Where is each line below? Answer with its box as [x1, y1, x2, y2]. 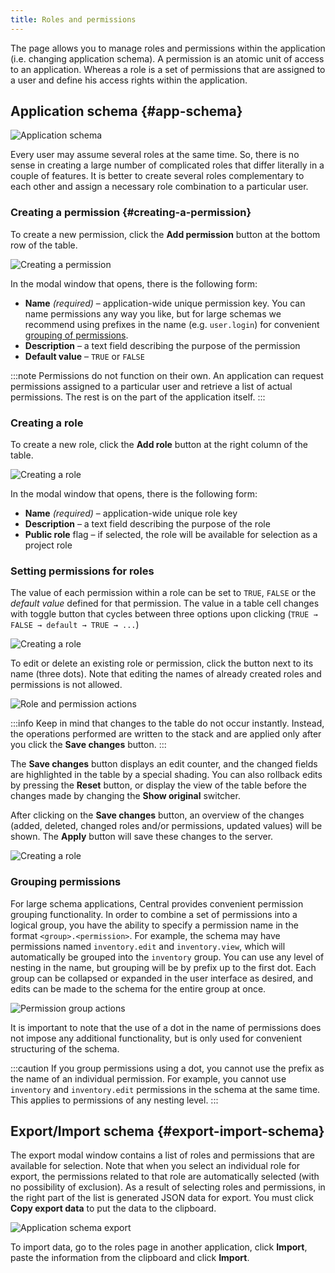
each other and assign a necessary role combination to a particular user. [10, 181, 309, 193]
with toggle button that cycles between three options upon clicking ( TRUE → [10, 608, 318, 620]
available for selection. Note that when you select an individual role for [10, 1160, 301, 1172]
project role [24, 539, 73, 551]
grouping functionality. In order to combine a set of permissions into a [10, 908, 298, 920]
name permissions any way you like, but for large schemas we [24, 307, 282, 320]
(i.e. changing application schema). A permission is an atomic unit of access [10, 52, 325, 65]
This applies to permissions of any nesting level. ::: [10, 1094, 219, 1106]
